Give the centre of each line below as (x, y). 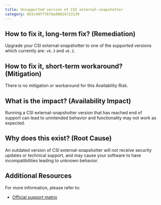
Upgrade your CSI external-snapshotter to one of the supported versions (78, 46)
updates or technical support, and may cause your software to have (73, 155)
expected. (15, 123)
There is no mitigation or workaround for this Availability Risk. (67, 85)
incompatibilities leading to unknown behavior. (52, 160)
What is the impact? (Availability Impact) (68, 101)
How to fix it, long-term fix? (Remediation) (70, 34)
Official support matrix (35, 197)
